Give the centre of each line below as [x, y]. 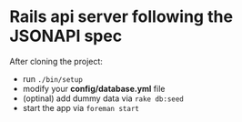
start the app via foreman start [81, 107]
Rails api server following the [121, 17]
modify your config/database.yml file [94, 88]
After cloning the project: [56, 61]
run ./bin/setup [53, 78]
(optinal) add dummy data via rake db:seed [103, 98]
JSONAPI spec [66, 36]
